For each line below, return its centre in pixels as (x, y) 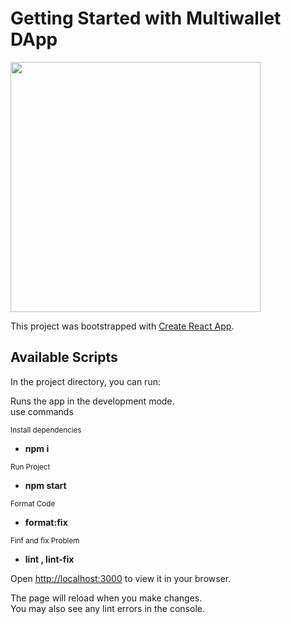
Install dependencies (46, 430)
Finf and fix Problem (45, 540)
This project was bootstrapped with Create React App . (122, 326)
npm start (45, 485)
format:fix (46, 522)
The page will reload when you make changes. (106, 598)
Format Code (33, 503)
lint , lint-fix (49, 559)
